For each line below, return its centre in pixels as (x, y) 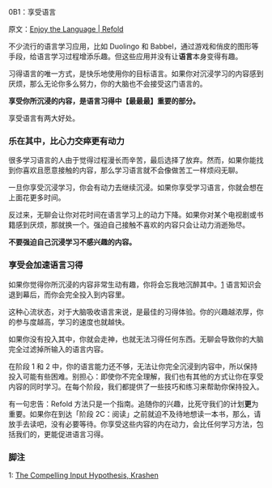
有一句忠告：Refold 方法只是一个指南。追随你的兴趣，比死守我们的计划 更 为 (134, 404)
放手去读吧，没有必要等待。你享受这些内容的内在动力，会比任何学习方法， (132, 424)
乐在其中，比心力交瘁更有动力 (67, 141)
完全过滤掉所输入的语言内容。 (58, 349)
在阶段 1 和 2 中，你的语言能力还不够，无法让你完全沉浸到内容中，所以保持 (133, 366)
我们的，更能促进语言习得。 (61, 434)
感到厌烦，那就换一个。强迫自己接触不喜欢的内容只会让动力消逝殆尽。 (132, 225)
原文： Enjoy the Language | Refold (66, 29)
